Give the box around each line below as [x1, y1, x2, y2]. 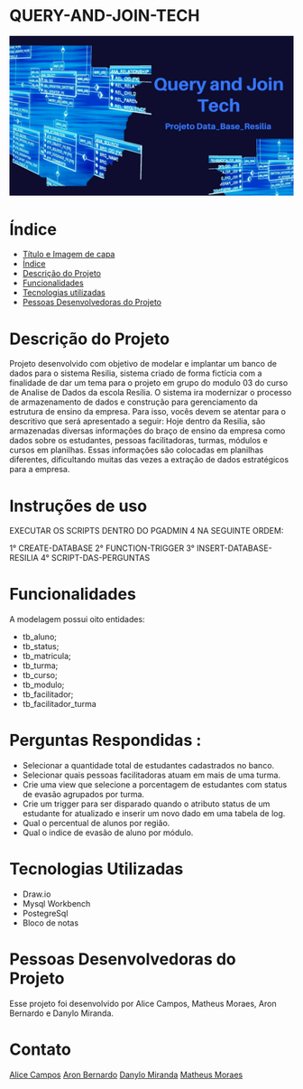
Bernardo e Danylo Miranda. [9, 1008, 115, 1019]
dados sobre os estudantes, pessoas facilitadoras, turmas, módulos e [9, 435, 268, 446]
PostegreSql [22, 908, 69, 919]
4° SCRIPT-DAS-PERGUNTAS [40, 553, 151, 563]
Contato [9, 1039, 72, 1060]
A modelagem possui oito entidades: [9, 614, 146, 625]
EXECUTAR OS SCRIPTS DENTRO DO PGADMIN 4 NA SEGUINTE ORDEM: [9, 526, 284, 536]
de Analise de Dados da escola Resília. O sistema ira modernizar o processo [9, 387, 292, 398]
